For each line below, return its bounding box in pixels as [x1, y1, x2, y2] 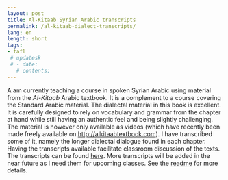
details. [7, 166, 28, 175]
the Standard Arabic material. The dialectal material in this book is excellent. [7, 101, 221, 109]
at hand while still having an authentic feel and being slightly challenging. [7, 115, 214, 123]
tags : [7, 42, 23, 49]
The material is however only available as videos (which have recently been [7, 123, 220, 131]
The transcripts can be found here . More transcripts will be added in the [7, 151, 210, 159]
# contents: [16, 67, 51, 74]
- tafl [7, 49, 26, 55]
